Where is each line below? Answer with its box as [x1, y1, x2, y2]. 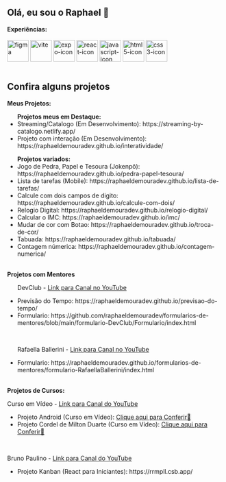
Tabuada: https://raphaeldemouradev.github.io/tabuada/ [16, 234, 176, 243]
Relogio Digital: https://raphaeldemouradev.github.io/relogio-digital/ [16, 206, 208, 214]
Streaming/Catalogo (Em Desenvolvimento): [16, 119, 142, 128]
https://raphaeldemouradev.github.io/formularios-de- [51, 358, 202, 367]
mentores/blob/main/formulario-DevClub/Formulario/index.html [16, 318, 197, 326]
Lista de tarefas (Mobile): [16, 176, 88, 185]
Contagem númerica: [16, 242, 77, 250]
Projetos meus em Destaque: [16, 112, 101, 121]
